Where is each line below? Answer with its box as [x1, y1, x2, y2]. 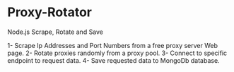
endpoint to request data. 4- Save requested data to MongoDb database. [7, 56, 221, 64]
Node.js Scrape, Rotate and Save [7, 28, 104, 36]
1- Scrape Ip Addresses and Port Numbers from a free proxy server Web [7, 41, 218, 49]
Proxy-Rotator [7, 4, 92, 20]
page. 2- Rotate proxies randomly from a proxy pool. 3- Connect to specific [7, 49, 228, 57]
